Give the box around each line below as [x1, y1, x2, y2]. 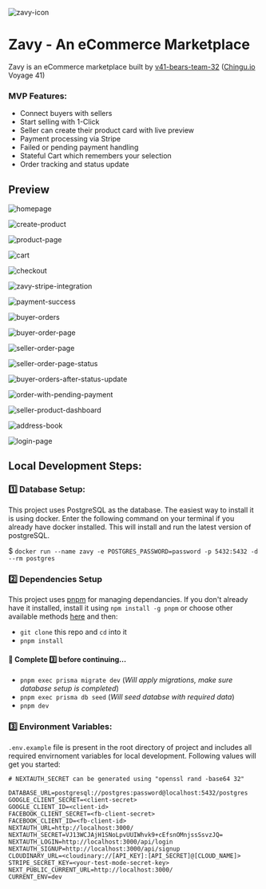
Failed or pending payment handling [19, 142, 139, 152]
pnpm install [19, 637, 64, 645]
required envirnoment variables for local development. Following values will [8, 751, 257, 760]
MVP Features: [8, 90, 68, 102]
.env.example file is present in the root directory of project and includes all [8, 742, 252, 751]
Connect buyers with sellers [19, 109, 113, 118]
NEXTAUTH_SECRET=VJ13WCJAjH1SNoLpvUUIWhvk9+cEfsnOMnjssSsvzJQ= [8, 831, 224, 839]
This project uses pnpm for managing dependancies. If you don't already [8, 595, 248, 604]
